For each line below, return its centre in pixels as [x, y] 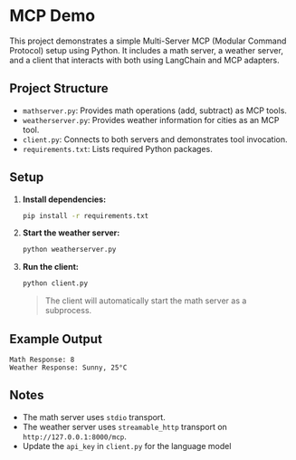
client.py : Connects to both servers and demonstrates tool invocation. [155, 139]
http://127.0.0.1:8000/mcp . [74, 436]
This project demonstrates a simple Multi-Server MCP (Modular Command [148, 41]
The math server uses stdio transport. [94, 417]
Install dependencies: [64, 199]
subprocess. [68, 311]
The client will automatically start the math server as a [146, 301]
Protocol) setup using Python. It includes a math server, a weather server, [146, 50]
